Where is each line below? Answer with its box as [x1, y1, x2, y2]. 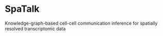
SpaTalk [5, 3, 40, 15]
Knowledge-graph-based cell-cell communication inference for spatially [5, 20, 158, 26]
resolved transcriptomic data [5, 25, 66, 31]
